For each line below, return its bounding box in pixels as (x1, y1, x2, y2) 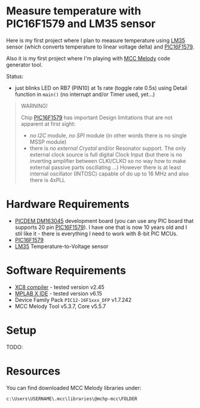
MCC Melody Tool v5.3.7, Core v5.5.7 (14, 303, 106, 310)
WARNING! (20, 102, 48, 109)
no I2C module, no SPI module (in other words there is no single (29, 132, 187, 139)
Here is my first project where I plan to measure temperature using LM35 (6, 37, 185, 44)
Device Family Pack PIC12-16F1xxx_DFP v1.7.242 (14, 296, 132, 303)
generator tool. (6, 61, 43, 68)
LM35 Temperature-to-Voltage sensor (14, 243, 109, 250)
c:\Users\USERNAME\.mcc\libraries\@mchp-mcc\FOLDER (6, 395, 137, 402)
